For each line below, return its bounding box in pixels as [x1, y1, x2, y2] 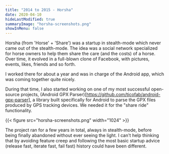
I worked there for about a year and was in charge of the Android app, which [5, 71, 164, 77]
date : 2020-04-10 [5, 12, 42, 17]
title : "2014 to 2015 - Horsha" [5, 7, 73, 13]
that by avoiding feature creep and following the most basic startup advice [5, 138, 160, 144]
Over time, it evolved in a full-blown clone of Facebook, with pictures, [5, 56, 150, 62]
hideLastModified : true [5, 17, 55, 22]
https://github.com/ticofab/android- [86, 92, 160, 98]
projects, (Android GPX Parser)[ [21, 92, 87, 98]
